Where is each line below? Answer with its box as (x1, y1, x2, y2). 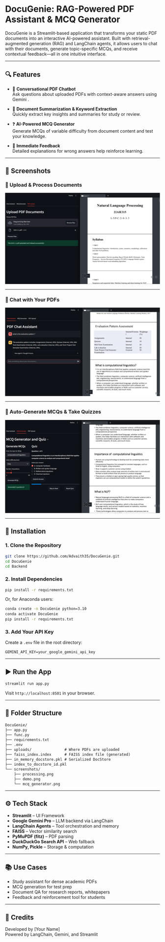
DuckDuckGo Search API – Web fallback (12, 838, 95, 844)
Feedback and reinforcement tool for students (12, 894, 106, 900)
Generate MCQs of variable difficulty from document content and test (12, 128, 153, 134)
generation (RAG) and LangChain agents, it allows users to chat (29, 40, 158, 46)
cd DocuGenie (5, 559, 32, 564)
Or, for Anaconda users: (5, 596, 54, 602)
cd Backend (5, 564, 27, 569)
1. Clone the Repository (5, 542, 61, 549)
